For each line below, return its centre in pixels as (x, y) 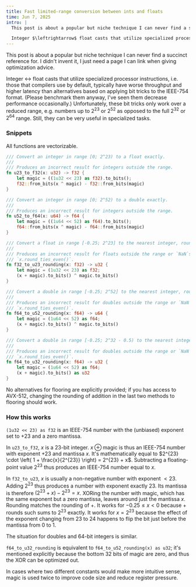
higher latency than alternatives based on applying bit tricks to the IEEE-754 (97, 91)
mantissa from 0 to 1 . (31, 525)
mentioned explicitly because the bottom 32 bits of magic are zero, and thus (98, 554)
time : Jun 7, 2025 (28, 17)
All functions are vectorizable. (42, 146)
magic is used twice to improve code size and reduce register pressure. (92, 578)
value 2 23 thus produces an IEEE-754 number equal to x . (87, 467)
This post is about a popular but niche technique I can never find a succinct (97, 55)
